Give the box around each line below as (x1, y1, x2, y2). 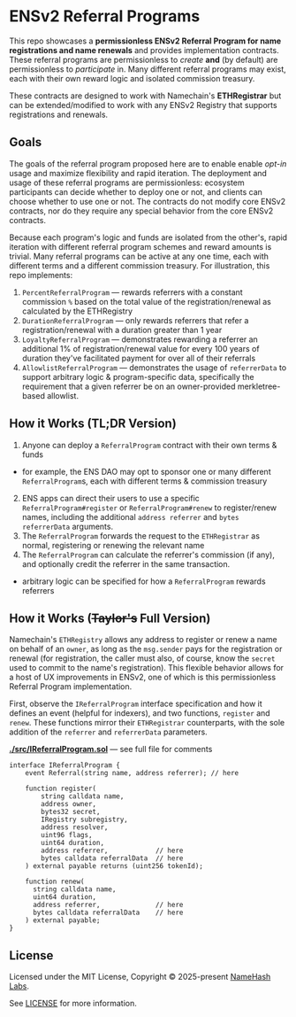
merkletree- (237, 381, 281, 392)
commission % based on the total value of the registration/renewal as (21, 296, 272, 307)
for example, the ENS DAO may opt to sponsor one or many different (21, 466, 271, 477)
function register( (25, 784, 97, 794)
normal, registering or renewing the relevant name (21, 540, 205, 550)
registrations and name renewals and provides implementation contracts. (9, 44, 280, 55)
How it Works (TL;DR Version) (9, 416, 177, 431)
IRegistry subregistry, (41, 815, 128, 825)
